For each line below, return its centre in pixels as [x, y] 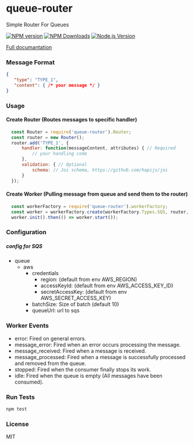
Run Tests [20, 397]
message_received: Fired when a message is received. [80, 351]
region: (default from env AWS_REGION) [89, 280]
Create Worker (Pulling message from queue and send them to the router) [97, 194]
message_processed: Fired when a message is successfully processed [100, 357]
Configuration [26, 232]
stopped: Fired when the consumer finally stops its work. [83, 369]
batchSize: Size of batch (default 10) [75, 304]
